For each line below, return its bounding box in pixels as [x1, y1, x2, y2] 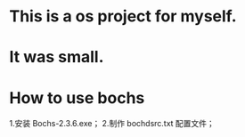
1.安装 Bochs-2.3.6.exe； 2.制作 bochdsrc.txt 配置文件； [9, 118, 216, 129]
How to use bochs [9, 87, 145, 108]
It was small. [9, 47, 104, 68]
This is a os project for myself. [9, 6, 237, 27]
